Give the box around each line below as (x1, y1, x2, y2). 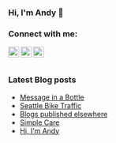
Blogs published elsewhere (19, 109, 108, 119)
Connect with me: (8, 28, 78, 39)
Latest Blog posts (8, 74, 77, 85)
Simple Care (19, 118, 60, 127)
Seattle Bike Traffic (19, 100, 82, 110)
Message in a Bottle (19, 92, 84, 102)
